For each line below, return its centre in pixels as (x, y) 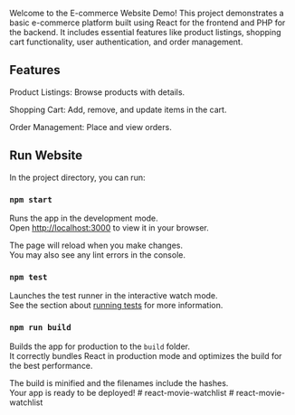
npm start (31, 199)
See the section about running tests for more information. (116, 306)
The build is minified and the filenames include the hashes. (119, 382)
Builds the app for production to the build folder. (100, 346)
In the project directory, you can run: (77, 177)
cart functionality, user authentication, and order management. (126, 42)
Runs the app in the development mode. (84, 218)
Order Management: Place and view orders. (90, 127)
